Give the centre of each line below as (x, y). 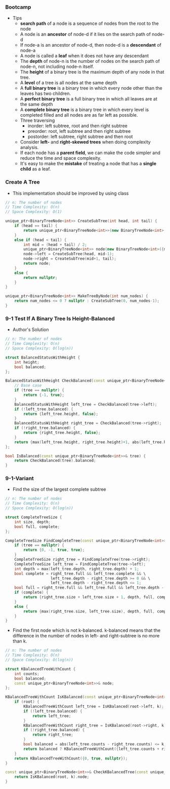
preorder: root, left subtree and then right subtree (79, 131)
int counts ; (27, 674)
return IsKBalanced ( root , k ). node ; (52, 777)
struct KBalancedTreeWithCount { (40, 669)
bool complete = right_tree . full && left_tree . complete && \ (80, 573)
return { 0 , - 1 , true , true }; (54, 550)
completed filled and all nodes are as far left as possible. (79, 115)
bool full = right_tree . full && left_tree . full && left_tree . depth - (89, 588)
